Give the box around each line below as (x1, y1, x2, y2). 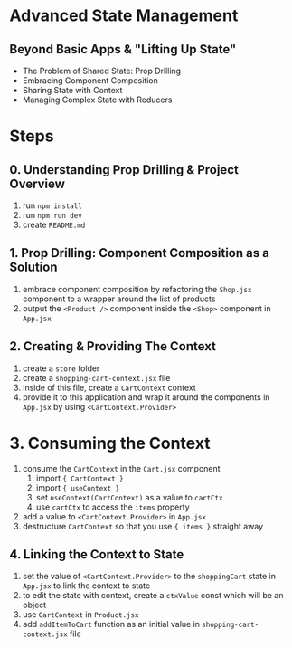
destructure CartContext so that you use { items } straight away (22, 520, 264, 531)
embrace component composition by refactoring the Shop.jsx (22, 283, 252, 294)
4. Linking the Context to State (9, 547, 184, 562)
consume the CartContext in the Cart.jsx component (22, 462, 221, 473)
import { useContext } (35, 481, 120, 493)
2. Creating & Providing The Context (9, 338, 217, 354)
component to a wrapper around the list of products (22, 293, 216, 304)
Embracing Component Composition (22, 75, 158, 86)
